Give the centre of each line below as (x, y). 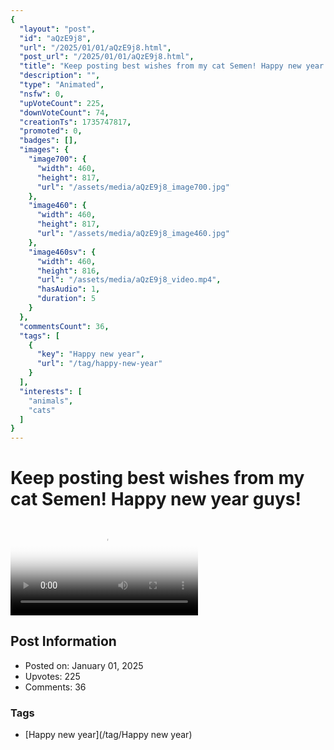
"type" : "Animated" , (62, 85)
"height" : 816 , (68, 271)
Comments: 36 (55, 687)
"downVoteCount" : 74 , (64, 112)
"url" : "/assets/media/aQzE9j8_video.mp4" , (129, 280)
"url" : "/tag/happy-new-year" (99, 364)
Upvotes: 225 (52, 676)
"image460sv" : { (62, 252)
